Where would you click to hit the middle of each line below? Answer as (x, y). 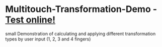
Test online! (30, 20)
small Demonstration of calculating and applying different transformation (80, 33)
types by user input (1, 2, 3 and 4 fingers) (48, 39)
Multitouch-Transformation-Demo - (81, 9)
